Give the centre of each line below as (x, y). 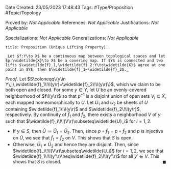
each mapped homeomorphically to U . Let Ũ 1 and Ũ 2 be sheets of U (77, 103)
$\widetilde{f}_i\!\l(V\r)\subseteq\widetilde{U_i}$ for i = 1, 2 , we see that (88, 151)
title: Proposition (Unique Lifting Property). (57, 47)
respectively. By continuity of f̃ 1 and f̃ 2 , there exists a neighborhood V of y (83, 115)
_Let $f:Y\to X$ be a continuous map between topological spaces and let (86, 56)
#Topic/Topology (23, 13)
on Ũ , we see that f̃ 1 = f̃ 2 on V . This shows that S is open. (73, 138)
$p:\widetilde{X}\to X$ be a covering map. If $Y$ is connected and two (84, 61)
